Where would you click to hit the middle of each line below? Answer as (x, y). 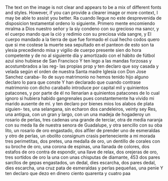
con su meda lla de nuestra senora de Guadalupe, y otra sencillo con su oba (84, 125)
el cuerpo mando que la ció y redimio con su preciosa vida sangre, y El (78, 34)
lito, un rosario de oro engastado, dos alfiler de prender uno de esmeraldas (83, 130)
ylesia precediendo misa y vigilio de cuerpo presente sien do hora (73, 50)
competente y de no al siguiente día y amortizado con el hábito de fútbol (80, 55)
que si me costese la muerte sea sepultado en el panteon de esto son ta (80, 45)
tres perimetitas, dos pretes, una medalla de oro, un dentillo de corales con (83, 141)
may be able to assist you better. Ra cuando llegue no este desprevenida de (83, 18)
